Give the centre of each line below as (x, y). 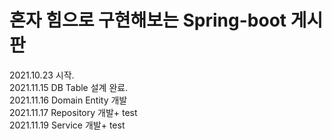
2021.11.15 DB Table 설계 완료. (69, 87)
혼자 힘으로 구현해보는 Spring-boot (148, 20)
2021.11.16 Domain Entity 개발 (68, 100)
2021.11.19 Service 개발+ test (67, 125)
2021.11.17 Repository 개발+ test (73, 112)
